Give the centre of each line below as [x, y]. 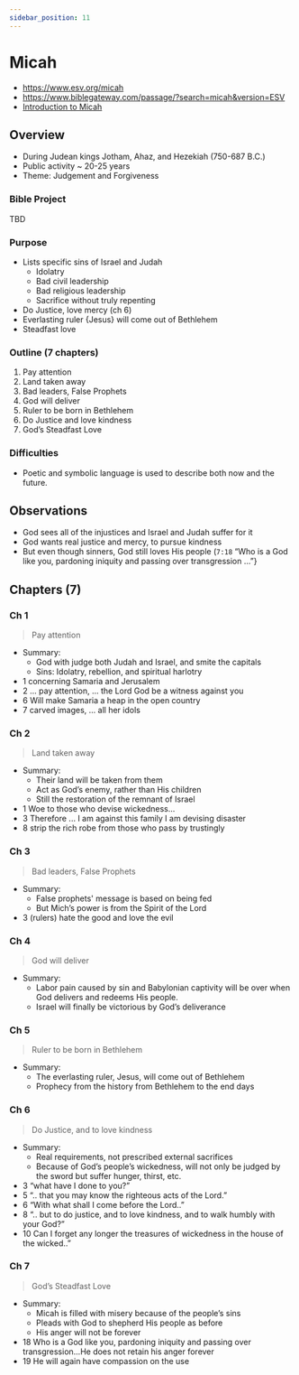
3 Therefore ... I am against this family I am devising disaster [134, 819]
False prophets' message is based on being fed [124, 898]
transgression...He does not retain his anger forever [118, 1352]
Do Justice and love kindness [77, 420]
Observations [49, 511]
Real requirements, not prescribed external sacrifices [134, 1157]
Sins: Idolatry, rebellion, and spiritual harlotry [119, 672]
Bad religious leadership [81, 291]
